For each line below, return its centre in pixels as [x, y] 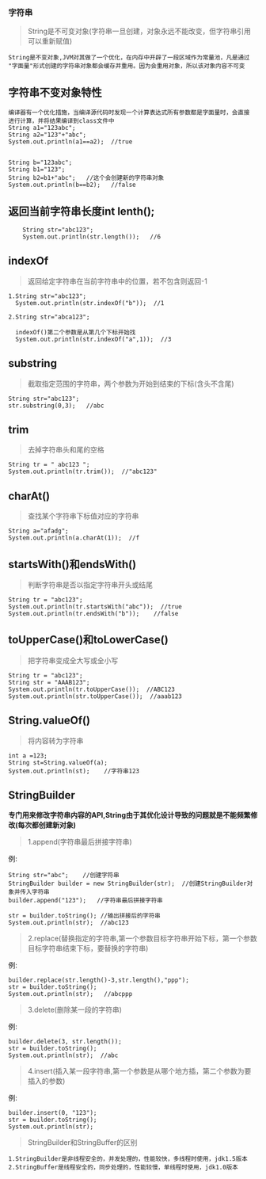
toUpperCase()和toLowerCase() [88, 640]
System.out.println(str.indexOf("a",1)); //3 [93, 339]
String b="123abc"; [40, 163]
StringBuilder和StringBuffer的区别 [82, 1143]
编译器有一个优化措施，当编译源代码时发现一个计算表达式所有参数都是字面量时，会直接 [129, 113]
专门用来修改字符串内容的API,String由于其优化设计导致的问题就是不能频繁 [129, 815]
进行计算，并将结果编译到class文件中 [61, 121]
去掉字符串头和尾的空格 [66, 450]
